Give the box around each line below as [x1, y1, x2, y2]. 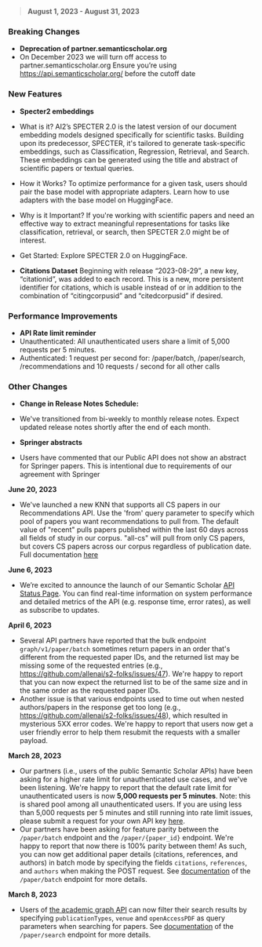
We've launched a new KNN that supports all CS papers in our [19, 500, 221, 509]
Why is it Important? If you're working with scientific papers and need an [19, 210, 255, 220]
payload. [19, 736, 49, 745]
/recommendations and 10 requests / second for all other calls [19, 361, 220, 371]
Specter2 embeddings [19, 106, 94, 116]
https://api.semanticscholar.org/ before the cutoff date [19, 69, 196, 78]
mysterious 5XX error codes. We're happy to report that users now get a [19, 719, 253, 729]
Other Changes [8, 381, 68, 392]
